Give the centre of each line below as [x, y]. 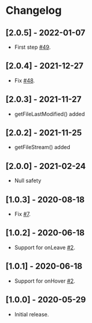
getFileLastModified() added [50, 114]
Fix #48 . [25, 80]
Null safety [28, 180]
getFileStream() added [42, 147]
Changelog [34, 11]
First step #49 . [32, 47]
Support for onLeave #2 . [45, 247]
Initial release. [32, 314]
